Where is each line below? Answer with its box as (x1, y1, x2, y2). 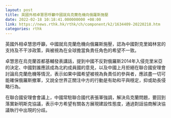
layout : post (5, 7, 33, 13)
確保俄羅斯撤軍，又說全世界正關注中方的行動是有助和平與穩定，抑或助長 (9, 77, 161, 83)
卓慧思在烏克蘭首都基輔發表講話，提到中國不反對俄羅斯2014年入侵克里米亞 (5, 58, 163, 64)
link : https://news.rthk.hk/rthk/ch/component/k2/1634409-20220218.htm (5, 21, 160, 27)
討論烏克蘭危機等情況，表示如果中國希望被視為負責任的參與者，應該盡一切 (5, 71, 161, 77)
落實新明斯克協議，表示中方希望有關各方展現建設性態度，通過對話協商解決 (5, 101, 161, 107)
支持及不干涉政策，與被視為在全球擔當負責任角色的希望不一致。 (5, 47, 139, 53)
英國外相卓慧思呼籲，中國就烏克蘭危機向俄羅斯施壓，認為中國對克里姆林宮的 (5, 41, 166, 47)
